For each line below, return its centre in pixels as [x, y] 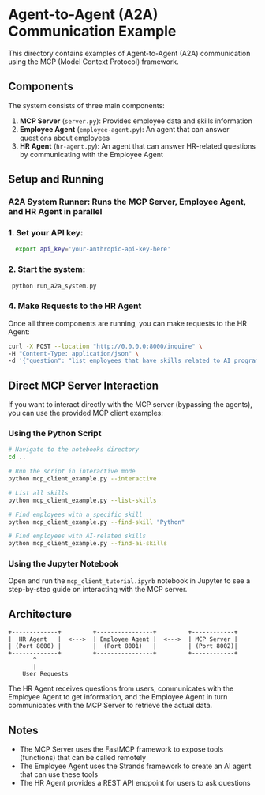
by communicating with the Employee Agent [91, 154]
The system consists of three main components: [87, 105]
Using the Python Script [55, 434]
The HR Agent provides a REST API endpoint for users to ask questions [135, 783]
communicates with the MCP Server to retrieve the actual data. [110, 706]
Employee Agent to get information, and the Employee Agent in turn [118, 697]
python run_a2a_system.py [54, 286]
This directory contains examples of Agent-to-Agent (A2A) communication [129, 53]
